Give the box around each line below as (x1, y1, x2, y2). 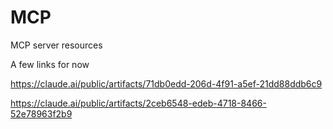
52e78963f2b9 (10, 107, 73, 120)
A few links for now (10, 58, 90, 70)
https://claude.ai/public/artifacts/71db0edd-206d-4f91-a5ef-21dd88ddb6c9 (10, 77, 323, 90)
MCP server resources (10, 39, 103, 51)
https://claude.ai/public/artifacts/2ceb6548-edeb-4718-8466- (10, 97, 267, 109)
